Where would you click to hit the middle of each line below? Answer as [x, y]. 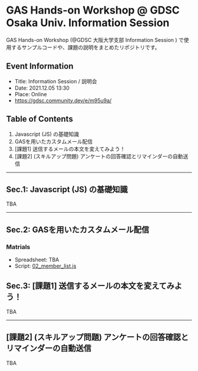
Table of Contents [40, 119]
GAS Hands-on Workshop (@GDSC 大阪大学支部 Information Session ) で [95, 40]
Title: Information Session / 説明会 [56, 81]
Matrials [18, 247]
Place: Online [31, 94]
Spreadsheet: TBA [37, 260]
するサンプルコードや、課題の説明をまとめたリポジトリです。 [85, 47]
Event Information [40, 66]
